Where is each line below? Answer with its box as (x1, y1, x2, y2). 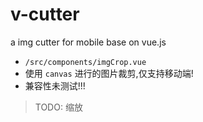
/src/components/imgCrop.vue (24, 57, 147, 67)
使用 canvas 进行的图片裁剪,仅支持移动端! (24, 67, 194, 79)
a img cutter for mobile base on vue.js (10, 36, 167, 48)
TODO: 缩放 (34, 101, 83, 113)
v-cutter (10, 3, 80, 26)
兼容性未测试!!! (24, 79, 86, 92)
